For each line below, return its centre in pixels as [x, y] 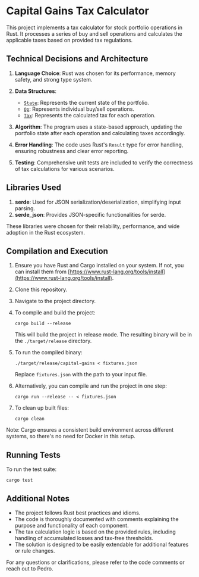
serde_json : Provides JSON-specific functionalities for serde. [90, 214]
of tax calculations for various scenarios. [64, 169]
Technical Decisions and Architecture [77, 59]
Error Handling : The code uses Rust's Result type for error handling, [99, 145]
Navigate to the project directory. [55, 301]
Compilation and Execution [57, 251]
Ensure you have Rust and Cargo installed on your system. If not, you [99, 266]
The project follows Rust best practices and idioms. [78, 513]
